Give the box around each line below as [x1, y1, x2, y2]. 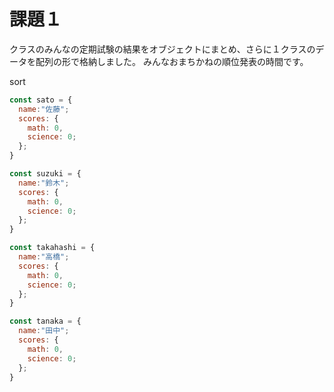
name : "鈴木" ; [18, 178, 70, 188]
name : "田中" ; [18, 326, 70, 336]
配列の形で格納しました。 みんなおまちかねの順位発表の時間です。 [35, 55, 309, 67]
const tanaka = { [9, 316, 82, 327]
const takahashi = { [9, 243, 96, 253]
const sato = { [9, 95, 73, 105]
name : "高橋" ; [18, 252, 70, 262]
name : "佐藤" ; [18, 104, 70, 114]
